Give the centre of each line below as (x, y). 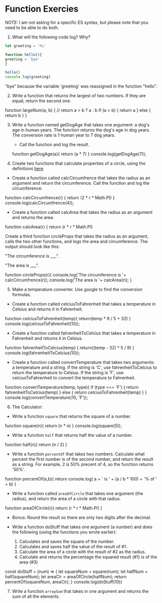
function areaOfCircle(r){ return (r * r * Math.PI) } (54, 508)
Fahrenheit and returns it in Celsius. (47, 338)
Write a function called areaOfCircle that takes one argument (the (78, 494)
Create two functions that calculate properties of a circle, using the (79, 163)
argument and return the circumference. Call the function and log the (81, 183)
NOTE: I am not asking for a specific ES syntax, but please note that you (77, 22)
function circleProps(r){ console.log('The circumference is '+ (66, 275)
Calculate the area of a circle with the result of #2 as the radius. (82, 552)
